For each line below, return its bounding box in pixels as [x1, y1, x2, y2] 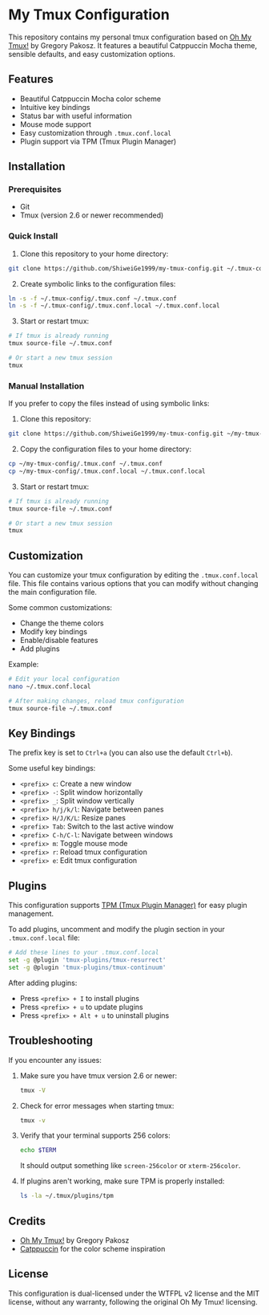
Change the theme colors [19, 618, 104, 628]
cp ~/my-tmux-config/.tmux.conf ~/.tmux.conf [8, 460, 163, 468]
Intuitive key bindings [19, 102, 90, 112]
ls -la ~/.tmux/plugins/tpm [19, 1192, 114, 1200]
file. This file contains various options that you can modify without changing [8, 579, 259, 588]
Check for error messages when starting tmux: [19, 1101, 175, 1110]
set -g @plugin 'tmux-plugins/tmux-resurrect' [8, 956, 167, 964]
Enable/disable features [19, 636, 98, 645]
